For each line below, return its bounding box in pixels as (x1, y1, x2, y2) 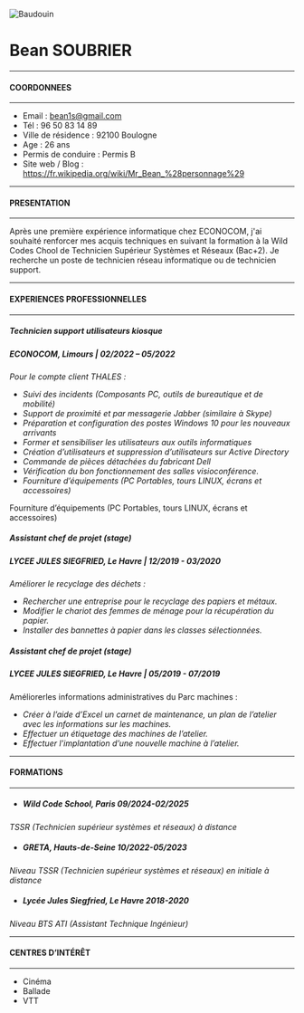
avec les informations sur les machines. (22, 718, 172, 729)
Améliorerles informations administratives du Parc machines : (9, 691, 238, 702)
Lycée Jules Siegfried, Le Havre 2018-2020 (22, 895, 190, 906)
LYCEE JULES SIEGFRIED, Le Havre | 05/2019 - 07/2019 (9, 668, 221, 679)
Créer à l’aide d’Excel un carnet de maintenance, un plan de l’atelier (22, 709, 278, 720)
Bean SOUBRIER (9, 41, 133, 61)
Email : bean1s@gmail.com (22, 110, 122, 121)
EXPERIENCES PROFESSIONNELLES (9, 293, 147, 304)
